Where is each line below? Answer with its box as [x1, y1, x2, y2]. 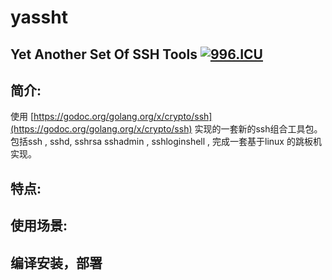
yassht [10, 6, 68, 29]
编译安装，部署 [10, 254, 103, 271]
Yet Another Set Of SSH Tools [10, 46, 198, 63]
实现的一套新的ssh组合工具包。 [194, 123, 323, 135]
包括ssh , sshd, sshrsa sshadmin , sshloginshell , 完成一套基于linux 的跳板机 [10, 136, 322, 148]
